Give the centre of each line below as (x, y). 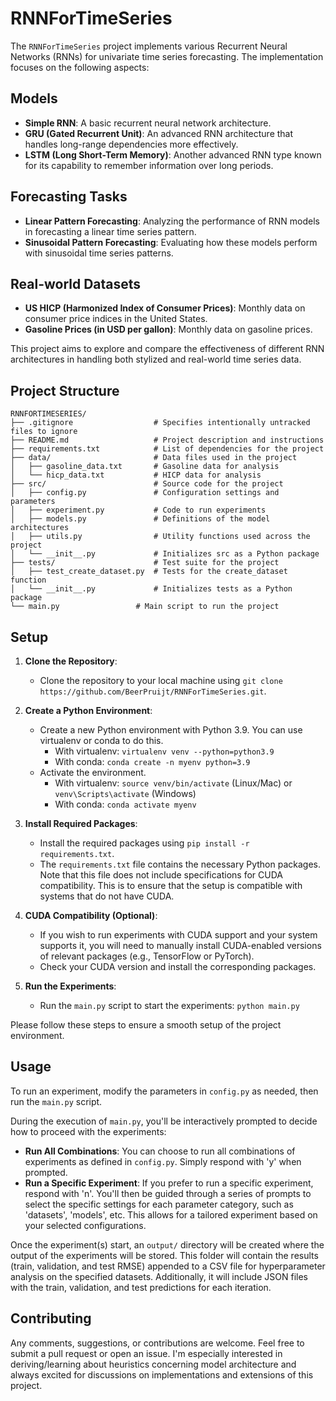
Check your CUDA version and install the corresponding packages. (178, 966)
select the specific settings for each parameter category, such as (159, 1204)
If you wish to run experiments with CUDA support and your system (178, 935)
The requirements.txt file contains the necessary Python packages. (180, 864)
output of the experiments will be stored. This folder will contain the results (164, 1255)
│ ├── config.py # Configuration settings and (145, 493)
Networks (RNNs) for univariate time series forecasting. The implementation (167, 56)
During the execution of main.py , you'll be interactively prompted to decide (164, 1121)
